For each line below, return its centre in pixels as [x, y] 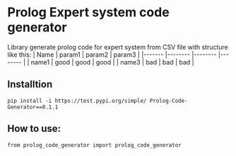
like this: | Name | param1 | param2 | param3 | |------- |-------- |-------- [112, 55]
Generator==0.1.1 [33, 107]
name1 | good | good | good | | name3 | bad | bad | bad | [112, 62]
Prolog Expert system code [88, 12]
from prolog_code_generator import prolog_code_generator [94, 145]
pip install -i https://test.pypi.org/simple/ [77, 101]
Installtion [30, 85]
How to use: [34, 129]
